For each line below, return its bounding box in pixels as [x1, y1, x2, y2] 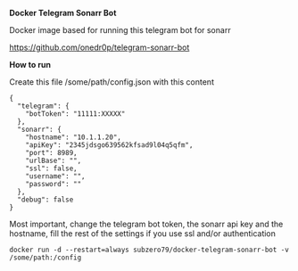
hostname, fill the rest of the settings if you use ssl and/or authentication [9, 228, 277, 239]
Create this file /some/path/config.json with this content [9, 77, 214, 87]
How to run [9, 60, 52, 70]
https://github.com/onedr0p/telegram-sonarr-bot [9, 42, 190, 53]
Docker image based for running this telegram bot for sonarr [9, 25, 231, 35]
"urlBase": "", [25, 156, 82, 165]
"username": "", [25, 172, 87, 181]
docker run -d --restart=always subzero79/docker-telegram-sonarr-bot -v [9, 245, 290, 254]
